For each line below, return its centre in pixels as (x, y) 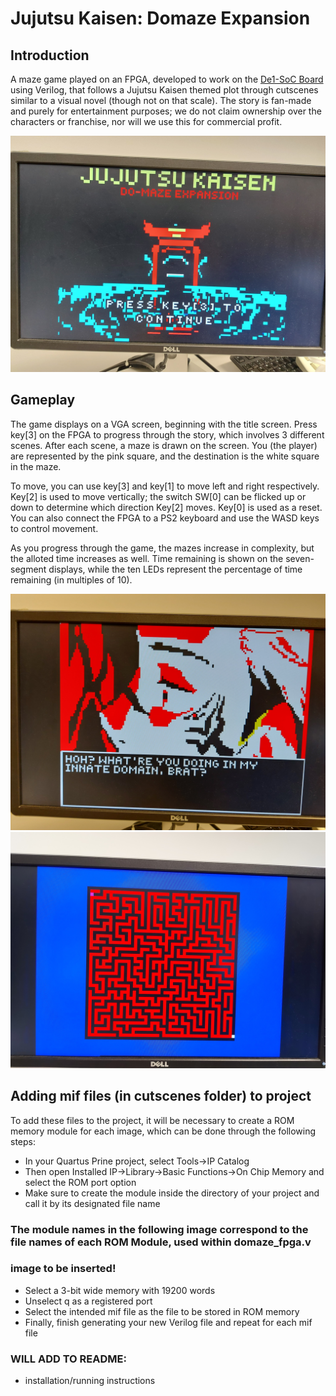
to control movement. (54, 528)
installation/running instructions (90, 1381)
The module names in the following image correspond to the (159, 1229)
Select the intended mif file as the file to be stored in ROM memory (162, 1311)
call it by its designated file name (92, 1203)
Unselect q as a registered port (88, 1301)
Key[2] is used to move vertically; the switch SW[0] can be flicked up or (158, 496)
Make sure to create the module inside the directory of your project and (172, 1193)
